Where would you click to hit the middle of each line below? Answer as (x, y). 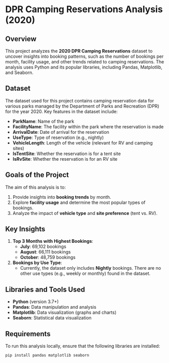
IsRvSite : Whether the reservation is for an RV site (65, 159)
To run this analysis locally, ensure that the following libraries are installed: (83, 346)
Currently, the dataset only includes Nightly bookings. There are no (91, 268)
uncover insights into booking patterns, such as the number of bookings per (85, 56)
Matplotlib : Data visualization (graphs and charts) (65, 312)
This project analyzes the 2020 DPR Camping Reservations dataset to (79, 51)
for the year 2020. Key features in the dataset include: (61, 111)
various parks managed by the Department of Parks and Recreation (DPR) (82, 106)
